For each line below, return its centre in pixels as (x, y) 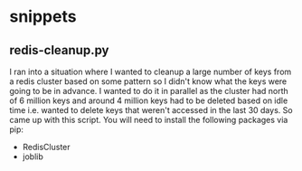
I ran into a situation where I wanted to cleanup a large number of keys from (151, 71)
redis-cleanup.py (59, 50)
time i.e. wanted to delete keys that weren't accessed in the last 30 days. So (151, 110)
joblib (33, 157)
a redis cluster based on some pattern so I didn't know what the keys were (148, 81)
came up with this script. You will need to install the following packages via (149, 120)
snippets (43, 17)
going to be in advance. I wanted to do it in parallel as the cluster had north (149, 91)
